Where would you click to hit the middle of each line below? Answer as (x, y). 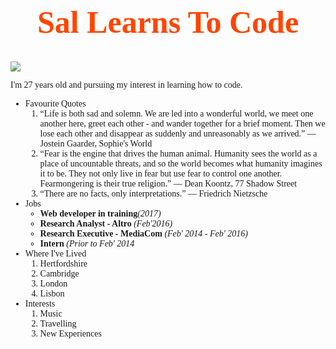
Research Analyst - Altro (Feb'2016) (106, 223)
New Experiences (70, 333)
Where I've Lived (55, 253)
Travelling (58, 323)
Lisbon (52, 293)
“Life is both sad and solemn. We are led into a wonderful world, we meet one (176, 113)
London (53, 283)
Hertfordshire (63, 263)
